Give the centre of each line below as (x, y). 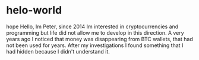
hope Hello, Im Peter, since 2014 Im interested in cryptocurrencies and (92, 26)
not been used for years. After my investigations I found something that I (95, 45)
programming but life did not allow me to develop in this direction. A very (95, 32)
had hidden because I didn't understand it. (58, 51)
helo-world (34, 10)
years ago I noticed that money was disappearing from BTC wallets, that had (99, 39)
